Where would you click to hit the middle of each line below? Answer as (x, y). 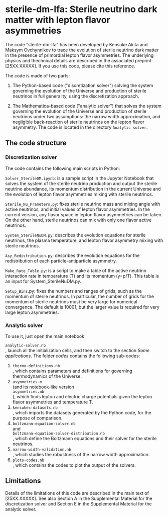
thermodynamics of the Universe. (47, 376)
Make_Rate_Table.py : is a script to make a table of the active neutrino (76, 271)
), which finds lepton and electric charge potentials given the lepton (82, 396)
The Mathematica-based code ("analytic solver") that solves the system (87, 106)
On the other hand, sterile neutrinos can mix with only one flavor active (78, 220)
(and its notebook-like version (43, 387)
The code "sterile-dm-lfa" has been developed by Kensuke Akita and (76, 44)
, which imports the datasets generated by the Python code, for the (82, 412)
